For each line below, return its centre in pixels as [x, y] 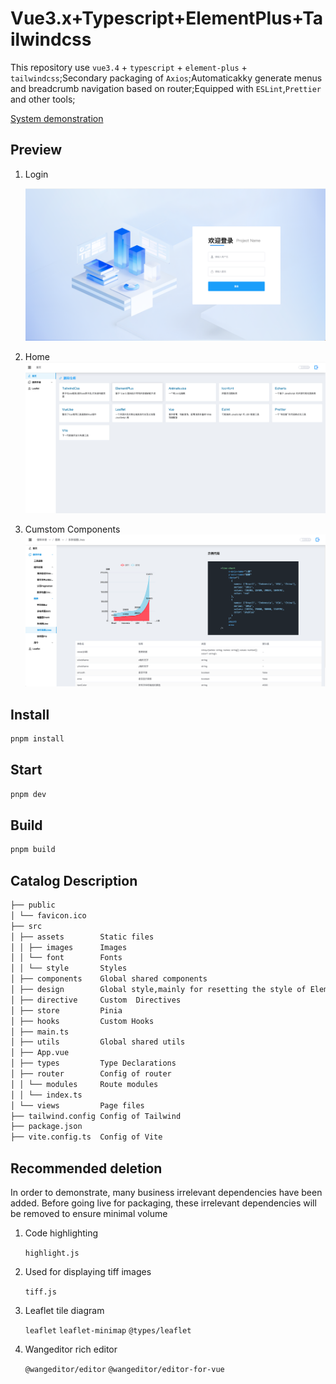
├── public [33, 905]
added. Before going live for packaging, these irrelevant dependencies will [163, 1203]
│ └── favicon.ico [48, 915]
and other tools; [43, 99]
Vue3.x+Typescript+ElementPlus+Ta [167, 18]
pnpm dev [28, 794]
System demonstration [57, 118]
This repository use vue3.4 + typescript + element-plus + [129, 67]
